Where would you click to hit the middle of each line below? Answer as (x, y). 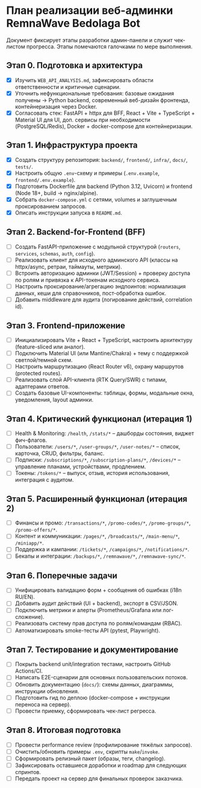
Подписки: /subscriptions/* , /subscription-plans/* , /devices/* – (97, 460)
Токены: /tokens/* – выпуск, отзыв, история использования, (92, 473)
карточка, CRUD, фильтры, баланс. (60, 453)
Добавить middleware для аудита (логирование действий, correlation (104, 300)
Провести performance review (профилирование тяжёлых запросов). (104, 744)
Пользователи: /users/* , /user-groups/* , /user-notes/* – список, (97, 447)
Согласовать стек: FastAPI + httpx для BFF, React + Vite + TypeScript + (105, 113)
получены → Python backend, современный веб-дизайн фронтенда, (102, 100)
